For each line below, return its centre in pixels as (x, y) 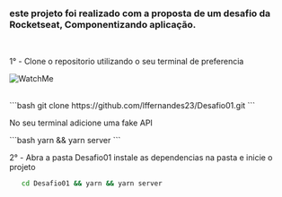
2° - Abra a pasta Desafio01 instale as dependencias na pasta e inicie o (141, 158)
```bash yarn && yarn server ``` (65, 141)
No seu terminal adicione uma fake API (81, 123)
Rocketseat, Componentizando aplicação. (103, 24)
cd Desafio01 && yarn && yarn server (92, 184)
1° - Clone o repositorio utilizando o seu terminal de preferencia (127, 62)
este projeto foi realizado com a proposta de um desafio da (140, 13)
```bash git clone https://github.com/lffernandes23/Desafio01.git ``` (132, 106)
